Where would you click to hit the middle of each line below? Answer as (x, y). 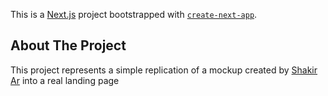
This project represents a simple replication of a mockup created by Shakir (164, 70)
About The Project (68, 45)
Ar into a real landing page (65, 80)
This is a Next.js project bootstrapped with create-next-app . (134, 14)
